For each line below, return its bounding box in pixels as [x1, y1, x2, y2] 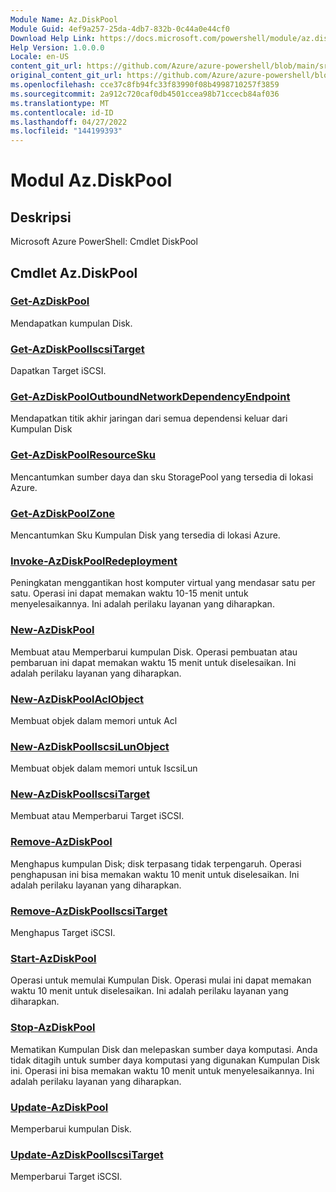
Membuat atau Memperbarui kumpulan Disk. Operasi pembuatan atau [10, 646, 298, 658]
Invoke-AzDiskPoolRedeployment [10, 554, 178, 568]
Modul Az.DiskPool [10, 169, 173, 192]
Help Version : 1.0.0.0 [10, 42, 105, 53]
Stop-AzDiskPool [10, 1021, 96, 1035]
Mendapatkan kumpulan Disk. [10, 317, 133, 329]
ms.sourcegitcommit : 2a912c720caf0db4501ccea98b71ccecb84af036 [10, 89, 280, 99]
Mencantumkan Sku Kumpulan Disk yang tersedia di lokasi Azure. [10, 529, 281, 541]
